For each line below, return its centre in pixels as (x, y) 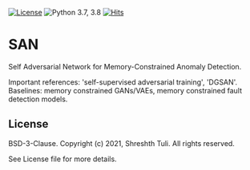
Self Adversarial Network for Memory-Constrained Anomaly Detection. (125, 66)
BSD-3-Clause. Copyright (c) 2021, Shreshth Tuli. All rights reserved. (121, 143)
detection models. (38, 99)
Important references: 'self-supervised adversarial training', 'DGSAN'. (123, 82)
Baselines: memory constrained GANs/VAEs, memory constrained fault (125, 90)
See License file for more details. (63, 159)
